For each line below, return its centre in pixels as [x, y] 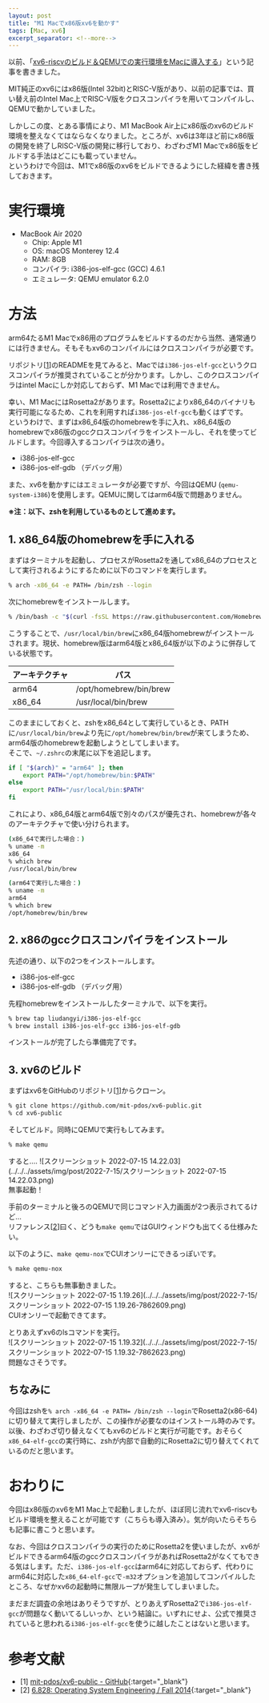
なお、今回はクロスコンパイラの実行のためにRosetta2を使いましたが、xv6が [134, 1547]
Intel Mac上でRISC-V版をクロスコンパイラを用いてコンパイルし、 [151, 99]
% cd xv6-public [35, 1114]
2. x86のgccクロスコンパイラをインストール [118, 940]
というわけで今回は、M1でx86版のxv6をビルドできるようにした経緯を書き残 [134, 166]
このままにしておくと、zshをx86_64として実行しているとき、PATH [118, 722]
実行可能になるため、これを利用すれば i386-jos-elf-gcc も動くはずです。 [128, 412]
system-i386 [28, 496]
